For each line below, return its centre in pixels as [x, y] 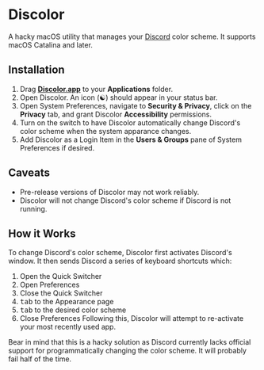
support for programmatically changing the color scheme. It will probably [128, 351]
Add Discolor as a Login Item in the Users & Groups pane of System [130, 139]
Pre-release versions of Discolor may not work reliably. [109, 192]
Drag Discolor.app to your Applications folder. [96, 89]
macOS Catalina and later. [51, 44]
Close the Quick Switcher [61, 293]
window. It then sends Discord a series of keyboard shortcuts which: [120, 261]
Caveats [29, 173]
